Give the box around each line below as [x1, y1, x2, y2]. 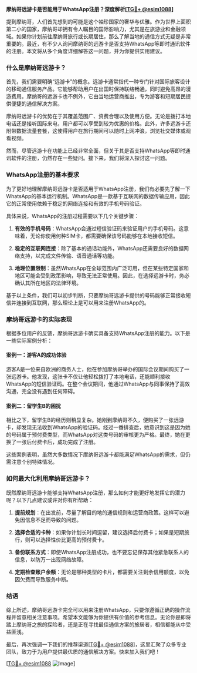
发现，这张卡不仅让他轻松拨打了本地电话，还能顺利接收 [36, 373, 171, 380]
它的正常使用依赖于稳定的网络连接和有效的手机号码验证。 [6, 200, 145, 207]
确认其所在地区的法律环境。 [14, 279, 82, 286]
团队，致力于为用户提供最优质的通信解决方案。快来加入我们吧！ [6, 648, 160, 655]
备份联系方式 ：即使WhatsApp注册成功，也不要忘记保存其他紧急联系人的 [14, 548, 189, 555]
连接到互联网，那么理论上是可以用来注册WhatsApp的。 [16, 299, 150, 306]
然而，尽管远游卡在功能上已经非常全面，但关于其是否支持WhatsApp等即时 [6, 147, 186, 155]
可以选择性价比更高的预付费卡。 [30, 536, 107, 543]
